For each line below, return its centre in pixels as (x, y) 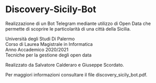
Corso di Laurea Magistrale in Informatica (49, 44)
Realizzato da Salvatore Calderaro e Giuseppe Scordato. (65, 65)
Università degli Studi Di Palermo (40, 39)
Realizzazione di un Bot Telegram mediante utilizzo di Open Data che (78, 23)
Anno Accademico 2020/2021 (37, 49)
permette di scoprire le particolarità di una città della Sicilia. (68, 29)
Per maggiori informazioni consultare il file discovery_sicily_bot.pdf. (76, 74)
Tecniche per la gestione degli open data (48, 55)
